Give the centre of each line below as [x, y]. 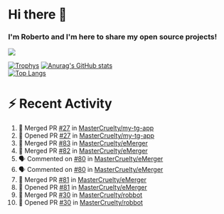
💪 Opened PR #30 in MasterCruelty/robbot [80, 203]
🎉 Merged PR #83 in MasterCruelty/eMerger [83, 143]
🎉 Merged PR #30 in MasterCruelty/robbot [80, 195]
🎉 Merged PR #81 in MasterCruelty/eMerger [82, 180]
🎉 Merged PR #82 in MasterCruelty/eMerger [83, 151]
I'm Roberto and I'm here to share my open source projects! [113, 37]
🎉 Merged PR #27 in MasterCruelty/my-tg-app [86, 128]
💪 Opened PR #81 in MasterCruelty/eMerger [83, 188]
